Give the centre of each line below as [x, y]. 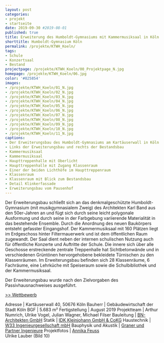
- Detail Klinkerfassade [30, 184]
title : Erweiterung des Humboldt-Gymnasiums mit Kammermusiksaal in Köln [82, 37]
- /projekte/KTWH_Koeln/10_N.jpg [39, 129]
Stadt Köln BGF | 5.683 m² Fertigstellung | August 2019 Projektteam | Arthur [82, 309]
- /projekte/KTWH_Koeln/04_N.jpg [39, 102]
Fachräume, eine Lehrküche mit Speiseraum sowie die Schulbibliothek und [81, 265]
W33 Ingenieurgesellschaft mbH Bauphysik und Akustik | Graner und [75, 325]
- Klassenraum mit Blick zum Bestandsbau [48, 179]
